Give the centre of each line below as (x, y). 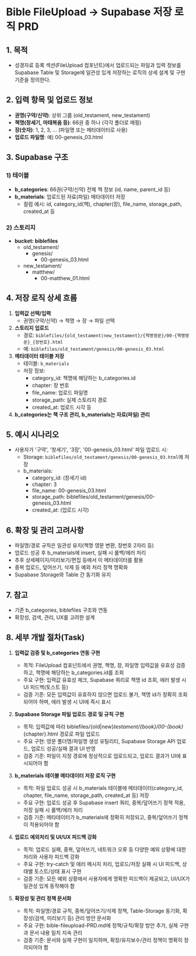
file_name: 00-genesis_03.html (69, 491)
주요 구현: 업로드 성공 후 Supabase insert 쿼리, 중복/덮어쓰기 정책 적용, (104, 802)
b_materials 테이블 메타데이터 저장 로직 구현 (65, 775)
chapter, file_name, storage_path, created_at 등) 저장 (86, 795)
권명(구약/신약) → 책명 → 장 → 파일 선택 (69, 320)
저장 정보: (34, 370)
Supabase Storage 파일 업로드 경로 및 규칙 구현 (69, 714)
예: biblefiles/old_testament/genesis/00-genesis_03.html (94, 348)
